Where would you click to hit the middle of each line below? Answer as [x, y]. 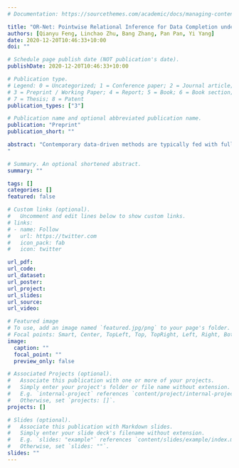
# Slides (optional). [39, 420]
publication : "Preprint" [44, 125]
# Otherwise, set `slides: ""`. [59, 447]
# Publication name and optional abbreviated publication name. [105, 118]
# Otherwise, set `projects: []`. [62, 400]
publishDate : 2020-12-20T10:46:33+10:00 [68, 66]
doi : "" [19, 47]
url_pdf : [20, 262]
